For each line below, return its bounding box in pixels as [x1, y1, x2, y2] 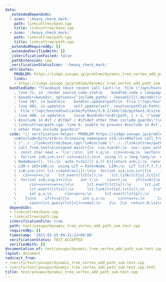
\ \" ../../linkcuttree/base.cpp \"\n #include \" [14, 141, 114, 146]
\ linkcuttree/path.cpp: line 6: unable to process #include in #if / [14, 122, 163, 127]
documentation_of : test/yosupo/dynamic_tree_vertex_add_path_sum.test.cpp [5, 246, 163, 251]
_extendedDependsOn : [9, 12, 52, 17]
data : [5, 7, 16, 12]
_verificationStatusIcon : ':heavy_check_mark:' [9, 62, 110, 67]
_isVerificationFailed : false [9, 53, 72, 58]
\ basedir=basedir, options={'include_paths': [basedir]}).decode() [14, 94, 158, 99]
